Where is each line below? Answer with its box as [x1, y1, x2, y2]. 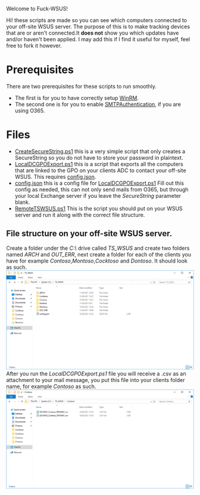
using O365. [14, 107, 45, 114]
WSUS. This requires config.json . [14, 173, 96, 180]
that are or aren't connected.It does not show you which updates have [6, 29, 179, 36]
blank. [14, 198, 30, 206]
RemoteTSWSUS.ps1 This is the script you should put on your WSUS [14, 204, 183, 212]
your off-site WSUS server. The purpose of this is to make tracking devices [6, 23, 190, 30]
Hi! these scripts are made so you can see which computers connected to [6, 17, 187, 23]
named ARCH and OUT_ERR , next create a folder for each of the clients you [6, 250, 192, 258]
